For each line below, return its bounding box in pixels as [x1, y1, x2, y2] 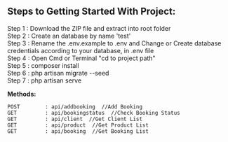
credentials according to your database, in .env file [7, 46, 154, 55]
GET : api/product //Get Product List [7, 122, 149, 129]
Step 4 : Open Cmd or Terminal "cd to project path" [7, 54, 156, 62]
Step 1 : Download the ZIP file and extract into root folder [7, 24, 171, 32]
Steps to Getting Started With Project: [7, 6, 176, 17]
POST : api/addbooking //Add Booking [7, 103, 142, 111]
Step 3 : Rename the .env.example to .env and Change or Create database [7, 38, 222, 48]
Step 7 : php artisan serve [7, 76, 82, 85]
